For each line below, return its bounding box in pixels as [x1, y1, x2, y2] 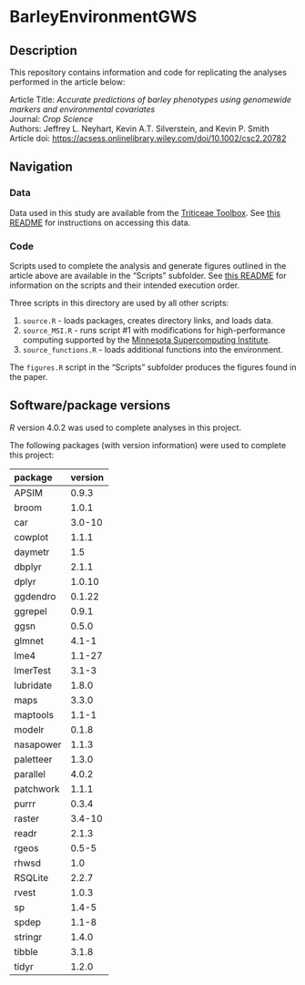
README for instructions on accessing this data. [9, 217, 191, 228]
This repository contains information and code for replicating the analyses [9, 67, 287, 77]
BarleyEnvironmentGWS [9, 6, 198, 27]
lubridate [14, 679, 53, 692]
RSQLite [14, 871, 49, 884]
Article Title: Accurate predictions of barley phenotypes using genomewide [9, 94, 292, 105]
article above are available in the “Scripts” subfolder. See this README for [9, 270, 287, 281]
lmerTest [14, 663, 52, 676]
